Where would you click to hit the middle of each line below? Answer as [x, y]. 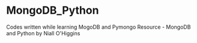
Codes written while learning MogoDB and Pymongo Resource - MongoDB [98, 27]
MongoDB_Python [53, 10]
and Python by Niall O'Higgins [43, 33]
